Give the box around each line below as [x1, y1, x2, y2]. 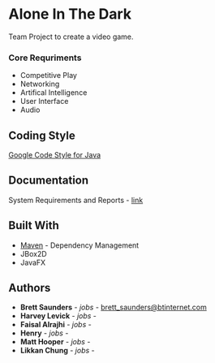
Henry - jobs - [19, 328, 69, 338]
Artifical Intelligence [19, 88, 88, 97]
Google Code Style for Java [8, 150, 101, 160]
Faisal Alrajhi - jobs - [19, 320, 92, 330]
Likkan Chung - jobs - [19, 346, 95, 356]
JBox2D [19, 248, 47, 258]
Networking [19, 79, 60, 89]
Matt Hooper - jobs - [19, 337, 91, 347]
